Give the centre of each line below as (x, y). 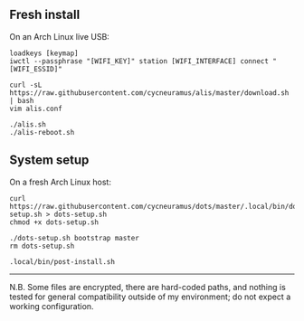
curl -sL (26, 85)
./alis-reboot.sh (42, 132)
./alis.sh (28, 124)
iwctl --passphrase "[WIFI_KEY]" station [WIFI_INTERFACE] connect (139, 61)
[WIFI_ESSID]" (36, 69)
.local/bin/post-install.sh (62, 261)
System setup (49, 160)
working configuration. (52, 306)
